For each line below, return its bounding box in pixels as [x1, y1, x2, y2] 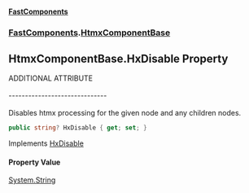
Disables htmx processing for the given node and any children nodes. [8, 108, 242, 118]
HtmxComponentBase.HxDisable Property [8, 51, 229, 65]
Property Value [8, 157, 61, 167]
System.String [8, 175, 56, 185]
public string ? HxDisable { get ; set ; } [8, 124, 148, 132]
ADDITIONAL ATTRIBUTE [8, 73, 94, 83]
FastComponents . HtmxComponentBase [8, 27, 171, 38]
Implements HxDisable [8, 138, 84, 148]
